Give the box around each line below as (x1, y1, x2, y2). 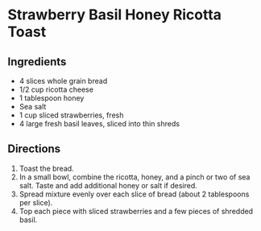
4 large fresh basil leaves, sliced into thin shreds (19, 119, 180, 128)
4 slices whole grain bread (19, 76, 108, 85)
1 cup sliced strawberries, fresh (19, 110, 124, 120)
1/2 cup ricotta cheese (19, 85, 94, 94)
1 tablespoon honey (19, 93, 85, 102)
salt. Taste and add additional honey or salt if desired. (19, 180, 198, 190)
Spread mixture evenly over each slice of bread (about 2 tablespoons (19, 189, 250, 199)
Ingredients (7, 55, 67, 68)
